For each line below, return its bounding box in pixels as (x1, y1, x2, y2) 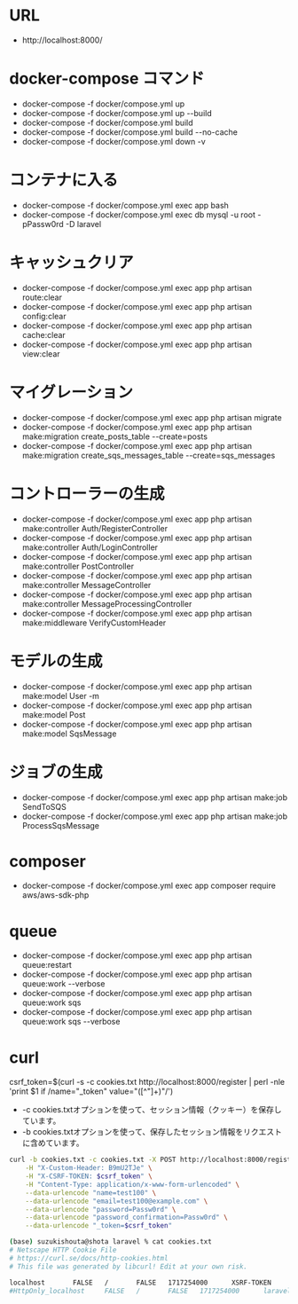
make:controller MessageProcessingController (21, 598, 192, 609)
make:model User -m (21, 690, 100, 701)
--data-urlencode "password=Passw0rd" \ (25, 1205, 176, 1214)
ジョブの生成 (9, 762, 104, 782)
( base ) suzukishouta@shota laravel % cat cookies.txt (9, 1237, 213, 1246)
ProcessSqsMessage (21, 820, 100, 830)
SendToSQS (21, 801, 67, 812)
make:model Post (21, 709, 86, 719)
